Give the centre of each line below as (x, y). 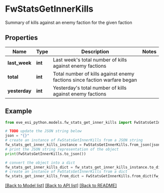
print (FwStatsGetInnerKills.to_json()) (46, 154)
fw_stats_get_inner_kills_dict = (39, 167)
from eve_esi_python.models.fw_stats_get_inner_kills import (69, 122)
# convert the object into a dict (40, 163)
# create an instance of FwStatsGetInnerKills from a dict (66, 172)
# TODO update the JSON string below (43, 131)
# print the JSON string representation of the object (62, 149)
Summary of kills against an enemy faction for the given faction (69, 22)
